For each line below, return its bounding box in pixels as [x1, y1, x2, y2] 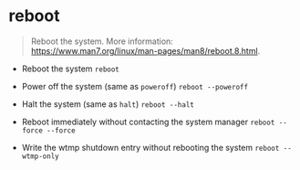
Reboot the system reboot [21, 63, 120, 74]
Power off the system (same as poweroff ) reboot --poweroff [21, 80, 248, 91]
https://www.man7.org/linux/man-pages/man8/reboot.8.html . [30, 45, 261, 56]
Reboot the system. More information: [30, 36, 174, 47]
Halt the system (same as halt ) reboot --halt [21, 98, 195, 110]
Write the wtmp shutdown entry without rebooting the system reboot [21, 142, 280, 153]
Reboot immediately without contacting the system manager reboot [21, 116, 275, 127]
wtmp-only [21, 152, 60, 161]
